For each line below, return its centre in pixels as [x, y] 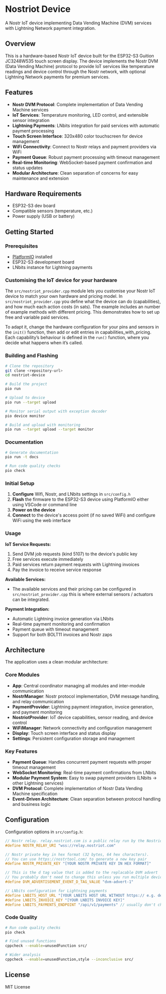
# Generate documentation [32, 453]
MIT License [18, 987]
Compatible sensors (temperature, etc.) [52, 211]
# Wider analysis [23, 955]
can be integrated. [31, 599]
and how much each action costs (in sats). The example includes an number [83, 307]
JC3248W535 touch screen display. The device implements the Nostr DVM [82, 61]
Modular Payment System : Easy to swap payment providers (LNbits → [84, 778]
